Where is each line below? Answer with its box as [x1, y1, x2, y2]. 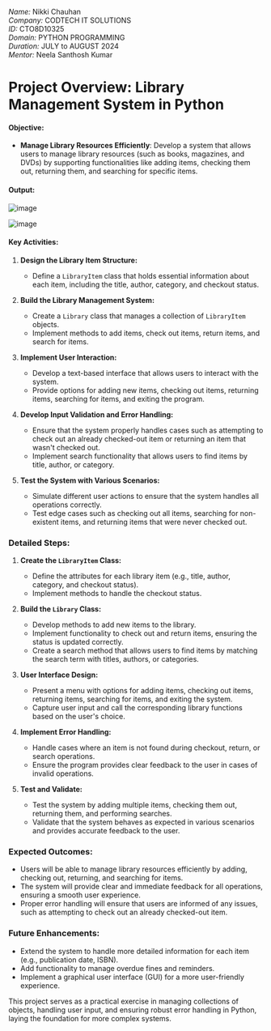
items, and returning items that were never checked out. [60, 517, 248, 526]
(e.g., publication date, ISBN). [19, 955, 119, 965]
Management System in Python [8, 96, 225, 114]
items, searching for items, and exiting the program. [32, 394, 205, 403]
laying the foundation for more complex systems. [8, 1013, 171, 1023]
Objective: [8, 122, 44, 132]
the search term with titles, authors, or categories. [32, 654, 200, 664]
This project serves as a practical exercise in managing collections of [8, 996, 239, 1006]
